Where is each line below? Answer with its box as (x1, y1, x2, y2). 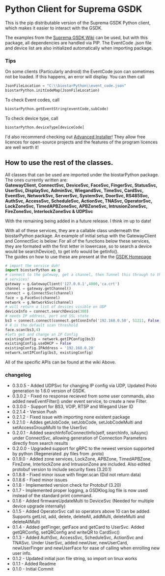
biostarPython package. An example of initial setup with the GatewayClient (5, 233, 156, 239)
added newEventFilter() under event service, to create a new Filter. (12, 398, 147, 404)
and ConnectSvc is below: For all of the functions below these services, (5, 238, 150, 244)
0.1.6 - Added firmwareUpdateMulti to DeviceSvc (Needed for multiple (12, 498, 154, 504)
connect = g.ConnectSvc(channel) (5, 290, 74, 295)
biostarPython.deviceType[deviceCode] (5, 125, 84, 130)
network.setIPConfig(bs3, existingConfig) (5, 350, 93, 356)
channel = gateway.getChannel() (5, 286, 71, 291)
